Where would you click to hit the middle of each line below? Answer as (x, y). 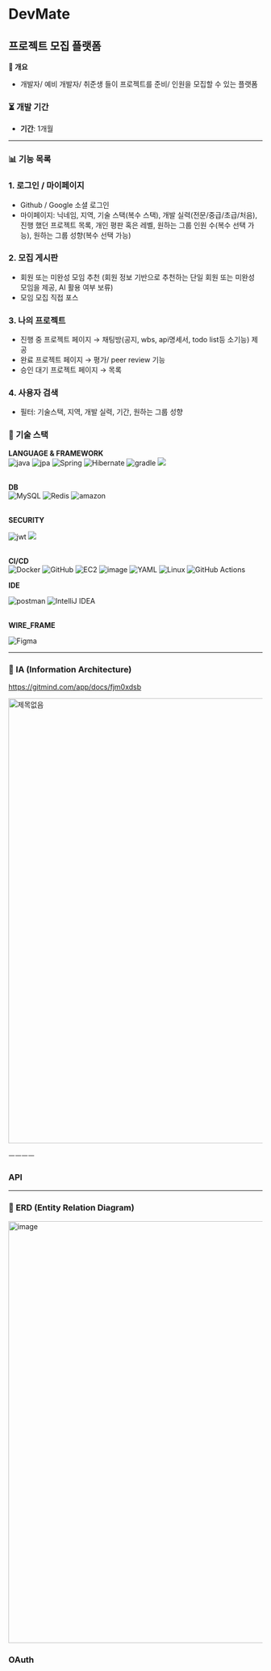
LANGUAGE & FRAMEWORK (56, 453)
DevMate (40, 14)
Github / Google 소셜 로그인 (65, 205)
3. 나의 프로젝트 (37, 320)
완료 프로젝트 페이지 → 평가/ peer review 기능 (92, 360)
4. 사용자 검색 (33, 393)
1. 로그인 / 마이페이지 (46, 185)
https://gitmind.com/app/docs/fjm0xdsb (75, 687)
